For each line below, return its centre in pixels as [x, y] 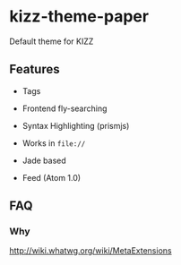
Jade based [44, 160]
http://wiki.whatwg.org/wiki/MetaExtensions [90, 251]
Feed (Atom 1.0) [52, 177]
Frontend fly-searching [65, 108]
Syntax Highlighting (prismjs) [76, 125]
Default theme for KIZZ [52, 41]
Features [34, 69]
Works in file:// [54, 143]
